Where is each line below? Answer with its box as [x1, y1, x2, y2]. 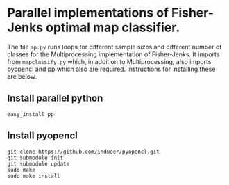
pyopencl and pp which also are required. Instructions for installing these [7, 65, 216, 73]
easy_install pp [7, 111, 54, 118]
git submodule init [7, 154, 64, 161]
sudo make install [7, 172, 60, 179]
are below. [7, 72, 37, 81]
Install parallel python [7, 92, 103, 104]
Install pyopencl [7, 130, 78, 142]
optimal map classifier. [46, 19, 180, 35]
